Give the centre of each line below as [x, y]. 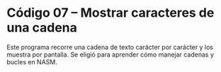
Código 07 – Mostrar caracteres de [110, 13]
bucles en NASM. [32, 62]
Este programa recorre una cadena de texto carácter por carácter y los [110, 47]
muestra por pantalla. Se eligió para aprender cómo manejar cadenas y [110, 55]
